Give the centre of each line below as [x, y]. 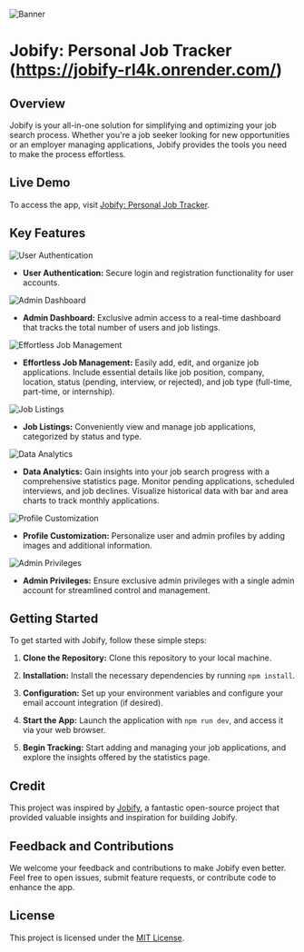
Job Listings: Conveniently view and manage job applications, [139, 426]
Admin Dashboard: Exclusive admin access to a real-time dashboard [152, 317]
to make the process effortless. [68, 154]
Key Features [48, 233]
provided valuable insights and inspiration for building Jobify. [123, 818]
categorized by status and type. [82, 436]
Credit [27, 786]
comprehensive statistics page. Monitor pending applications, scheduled [158, 481]
